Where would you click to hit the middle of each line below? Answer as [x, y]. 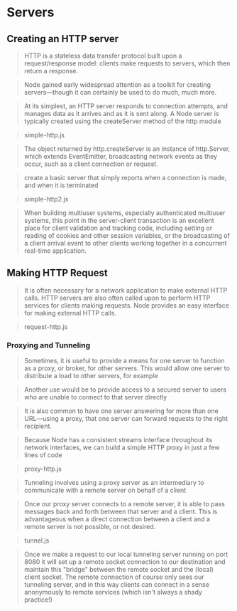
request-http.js [46, 327]
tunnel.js [37, 540]
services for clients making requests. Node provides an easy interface [127, 305]
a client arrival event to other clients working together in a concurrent [125, 243]
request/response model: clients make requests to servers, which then [127, 63]
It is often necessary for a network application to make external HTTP [126, 290]
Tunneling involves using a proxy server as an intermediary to [114, 483]
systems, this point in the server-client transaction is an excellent [119, 220]
